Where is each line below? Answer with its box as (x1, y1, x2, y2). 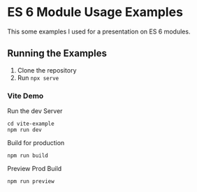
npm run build (7, 152, 49, 159)
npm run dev (7, 126, 42, 133)
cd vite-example (7, 120, 54, 128)
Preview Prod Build (7, 165, 62, 173)
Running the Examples (7, 47, 107, 59)
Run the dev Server (7, 107, 63, 115)
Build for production (7, 139, 65, 147)
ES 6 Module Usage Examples (7, 4, 184, 20)
